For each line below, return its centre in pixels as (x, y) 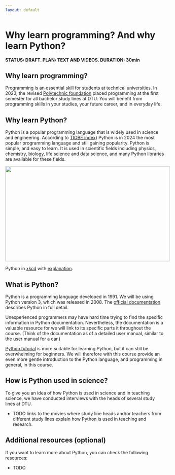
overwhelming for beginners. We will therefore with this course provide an (83, 354)
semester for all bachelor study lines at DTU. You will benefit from (74, 99)
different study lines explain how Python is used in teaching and (79, 419)
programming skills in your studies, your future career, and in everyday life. (84, 104)
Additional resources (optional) (56, 440)
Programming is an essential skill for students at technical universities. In (81, 88)
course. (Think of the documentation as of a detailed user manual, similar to (84, 333)
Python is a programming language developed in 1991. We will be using (79, 297)
